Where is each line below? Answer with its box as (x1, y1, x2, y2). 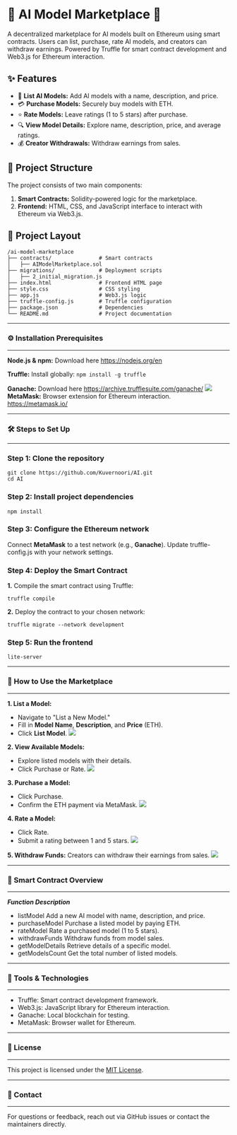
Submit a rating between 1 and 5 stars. (17, 836, 129, 845)
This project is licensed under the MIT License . (7, 1065, 144, 1074)
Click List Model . (17, 729, 68, 737)
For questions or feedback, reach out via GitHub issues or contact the (7, 1112, 210, 1121)
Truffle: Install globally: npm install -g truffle (7, 370, 147, 378)
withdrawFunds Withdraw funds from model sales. (17, 934, 164, 943)
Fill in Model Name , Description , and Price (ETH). (17, 720, 164, 729)
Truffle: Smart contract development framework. (17, 996, 159, 1004)
